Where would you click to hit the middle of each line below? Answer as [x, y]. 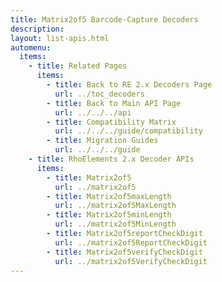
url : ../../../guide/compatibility [128, 131]
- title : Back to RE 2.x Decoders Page [129, 85]
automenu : [31, 47]
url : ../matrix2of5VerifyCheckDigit [131, 261]
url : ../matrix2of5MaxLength [115, 206]
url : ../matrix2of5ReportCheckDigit [131, 242]
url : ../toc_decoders [99, 94]
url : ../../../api [93, 112]
